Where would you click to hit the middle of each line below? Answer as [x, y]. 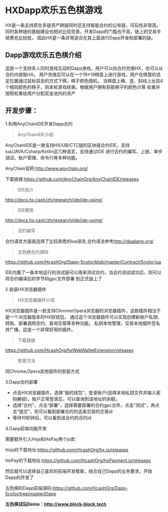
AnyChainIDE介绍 [35, 134]
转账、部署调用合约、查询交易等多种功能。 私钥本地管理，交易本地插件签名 [83, 323]
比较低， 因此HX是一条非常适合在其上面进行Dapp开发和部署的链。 [87, 38]
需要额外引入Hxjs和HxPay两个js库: [41, 439]
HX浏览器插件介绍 [36, 300]
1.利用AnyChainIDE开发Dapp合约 [39, 124]
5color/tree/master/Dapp [31, 493]
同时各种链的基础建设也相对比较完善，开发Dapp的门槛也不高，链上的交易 [81, 31]
